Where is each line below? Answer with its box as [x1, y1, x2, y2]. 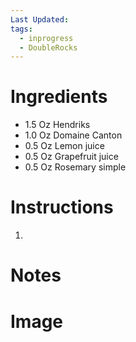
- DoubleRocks [19, 42, 78, 53]
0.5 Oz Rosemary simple [24, 161, 127, 173]
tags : [10, 24, 33, 34]
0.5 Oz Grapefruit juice [24, 151, 119, 163]
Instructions [10, 196, 114, 219]
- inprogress [19, 33, 74, 43]
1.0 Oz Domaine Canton [24, 129, 123, 141]
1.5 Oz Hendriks [24, 119, 91, 131]
